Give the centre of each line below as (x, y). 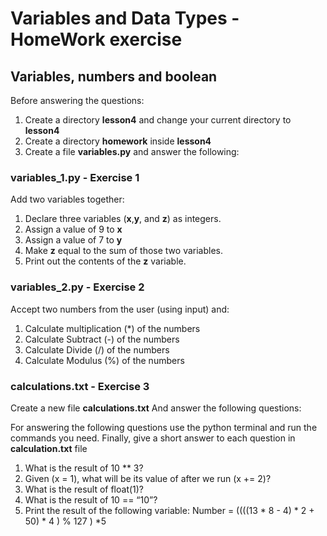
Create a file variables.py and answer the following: (132, 151)
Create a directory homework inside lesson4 (118, 141)
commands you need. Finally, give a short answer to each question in (153, 438)
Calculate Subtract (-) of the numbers (102, 339)
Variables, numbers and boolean (114, 76)
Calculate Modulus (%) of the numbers (104, 360)
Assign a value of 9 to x (73, 229)
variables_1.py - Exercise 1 (75, 177)
